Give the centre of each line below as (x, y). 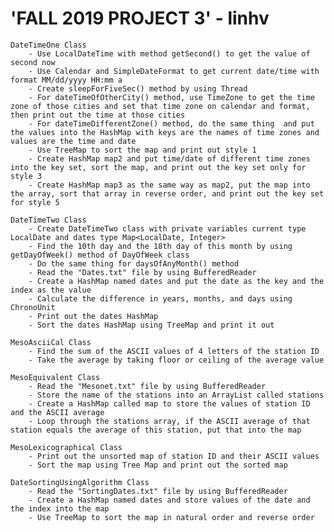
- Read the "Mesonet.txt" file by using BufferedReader (147, 386)
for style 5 (35, 202)
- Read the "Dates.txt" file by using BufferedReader (142, 272)
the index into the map (60, 508)
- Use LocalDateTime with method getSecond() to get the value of (169, 53)
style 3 (26, 176)
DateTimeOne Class (48, 45)
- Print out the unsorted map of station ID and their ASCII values (174, 456)
